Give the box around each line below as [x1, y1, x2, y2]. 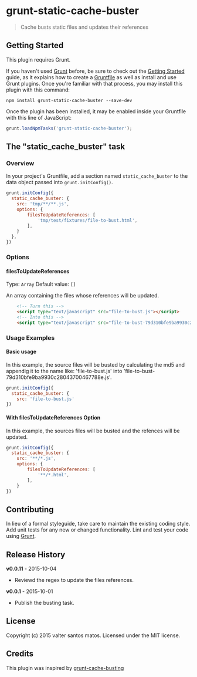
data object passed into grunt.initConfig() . [6, 179, 113, 186]
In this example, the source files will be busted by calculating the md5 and [6, 361, 185, 368]
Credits [6, 649, 34, 659]
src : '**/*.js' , [16, 456, 57, 462]
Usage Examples [6, 333, 55, 341]
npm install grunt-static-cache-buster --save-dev [6, 97, 133, 103]
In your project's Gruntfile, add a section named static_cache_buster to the [6, 172, 188, 180]
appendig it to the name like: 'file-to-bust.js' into [6, 367, 123, 374]
